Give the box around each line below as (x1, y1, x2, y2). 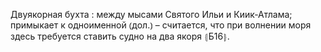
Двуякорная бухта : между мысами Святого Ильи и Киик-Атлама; (10, 9, 293, 20)
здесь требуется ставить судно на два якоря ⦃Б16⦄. (10, 30, 230, 42)
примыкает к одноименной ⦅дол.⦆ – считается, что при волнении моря (10, 19, 312, 31)
